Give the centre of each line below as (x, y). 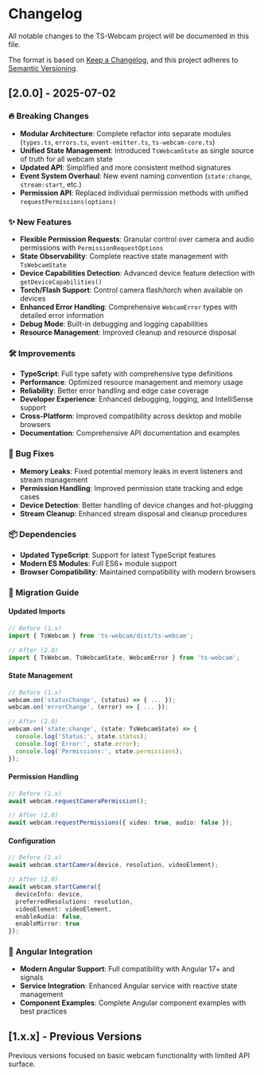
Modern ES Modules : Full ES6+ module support (98, 563)
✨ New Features (40, 222)
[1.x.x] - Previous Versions (75, 1036)
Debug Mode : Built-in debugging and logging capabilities (114, 324)
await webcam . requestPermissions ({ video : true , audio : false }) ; (120, 823)
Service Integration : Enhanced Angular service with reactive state (128, 986)
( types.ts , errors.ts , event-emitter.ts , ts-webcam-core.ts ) (117, 142)
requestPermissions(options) (68, 202)
